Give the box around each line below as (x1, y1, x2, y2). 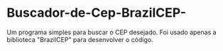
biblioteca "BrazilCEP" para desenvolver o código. (6, 35, 153, 43)
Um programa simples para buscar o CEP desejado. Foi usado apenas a (6, 28, 217, 36)
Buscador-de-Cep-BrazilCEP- (6, 5, 186, 21)
